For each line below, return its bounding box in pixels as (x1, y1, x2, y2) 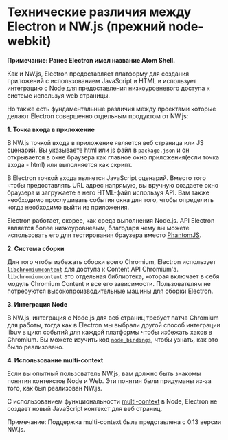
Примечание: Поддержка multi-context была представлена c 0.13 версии (7, 417, 222, 426)
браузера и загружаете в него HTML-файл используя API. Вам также (7, 188, 209, 197)
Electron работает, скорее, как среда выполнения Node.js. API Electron (7, 216, 215, 224)
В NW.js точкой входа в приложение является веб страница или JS (7, 138, 204, 146)
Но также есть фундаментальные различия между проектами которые (7, 104, 216, 113)
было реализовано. (7, 342, 64, 351)
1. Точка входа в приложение (7, 125, 95, 133)
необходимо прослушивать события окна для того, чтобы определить (7, 195, 214, 203)
